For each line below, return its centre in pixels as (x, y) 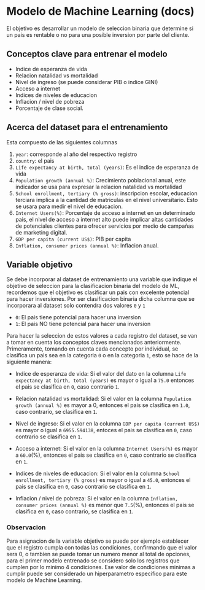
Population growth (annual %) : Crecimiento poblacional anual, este (100, 180)
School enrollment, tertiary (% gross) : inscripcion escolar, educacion (106, 193)
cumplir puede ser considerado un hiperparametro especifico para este (97, 573)
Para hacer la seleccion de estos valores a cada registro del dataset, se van (102, 336)
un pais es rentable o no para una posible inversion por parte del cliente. (98, 34)
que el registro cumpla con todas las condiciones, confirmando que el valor (102, 547)
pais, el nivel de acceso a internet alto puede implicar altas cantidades (104, 219)
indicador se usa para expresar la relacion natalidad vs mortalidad (99, 187)
